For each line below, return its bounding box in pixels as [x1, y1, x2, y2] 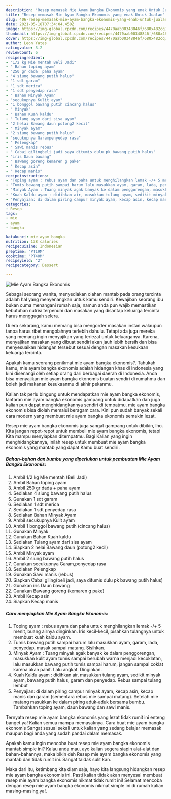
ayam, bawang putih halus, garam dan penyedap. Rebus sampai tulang [13, 677, 161, 683]
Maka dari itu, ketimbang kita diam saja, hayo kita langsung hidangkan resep [6, 766, 165, 772]
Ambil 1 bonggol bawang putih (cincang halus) [13, 522, 111, 529]
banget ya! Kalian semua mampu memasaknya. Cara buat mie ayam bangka [6, 719, 164, 726]
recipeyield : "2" [6, 258, 43, 263]
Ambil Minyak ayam [13, 549, 54, 556]
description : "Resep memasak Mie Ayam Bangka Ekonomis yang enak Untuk [6, 7, 160, 13]
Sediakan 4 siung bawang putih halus [13, 490, 92, 497]
